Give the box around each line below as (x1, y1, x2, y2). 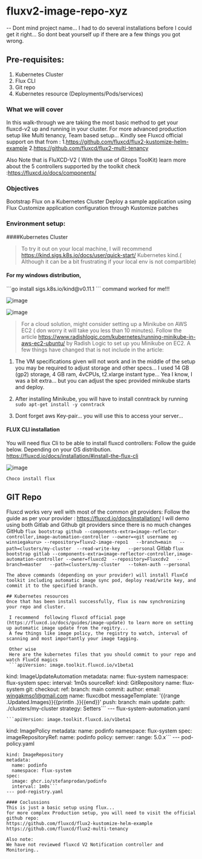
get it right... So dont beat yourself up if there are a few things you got (6, 30, 180, 38)
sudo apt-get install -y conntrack (15, 401, 105, 408)
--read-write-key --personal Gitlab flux (76, 544, 184, 552)
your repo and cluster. (6, 604, 67, 610)
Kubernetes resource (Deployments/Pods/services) (15, 90, 144, 97)
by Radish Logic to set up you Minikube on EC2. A (66, 339, 191, 347)
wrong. (6, 37, 24, 44)
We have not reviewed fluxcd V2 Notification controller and (6, 841, 164, 848)
